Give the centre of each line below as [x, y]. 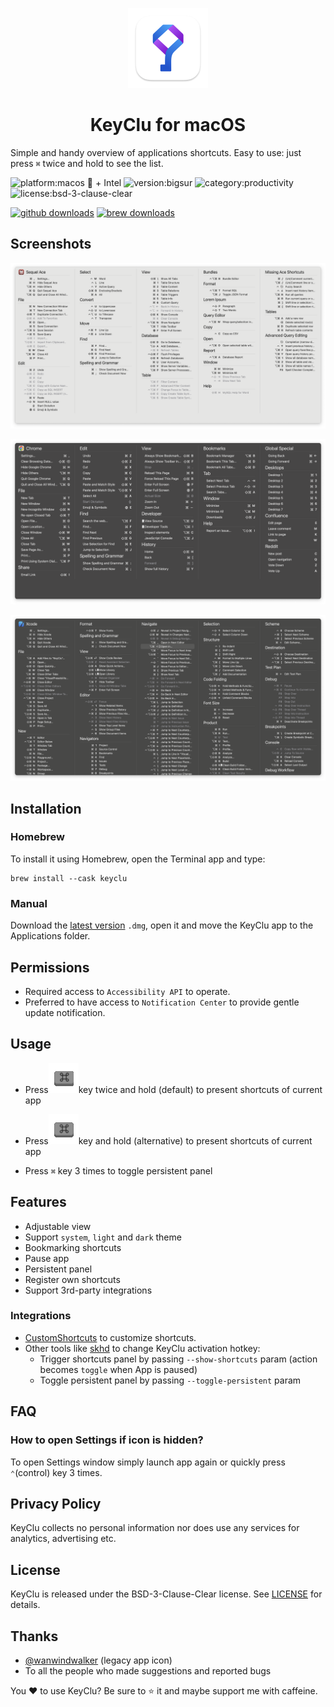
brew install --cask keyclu [69, 878]
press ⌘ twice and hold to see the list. [87, 163]
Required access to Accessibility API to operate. [127, 991]
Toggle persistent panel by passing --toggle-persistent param [170, 1380]
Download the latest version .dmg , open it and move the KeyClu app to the [162, 925]
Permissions [50, 967]
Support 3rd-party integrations [88, 1290]
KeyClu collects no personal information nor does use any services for [155, 1528]
